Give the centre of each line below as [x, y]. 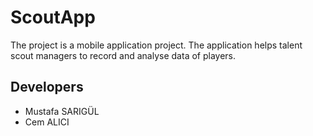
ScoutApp [53, 17]
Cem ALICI [47, 122]
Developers [47, 87]
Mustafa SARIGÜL [62, 111]
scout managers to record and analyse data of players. [123, 55]
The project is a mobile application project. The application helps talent [156, 45]
